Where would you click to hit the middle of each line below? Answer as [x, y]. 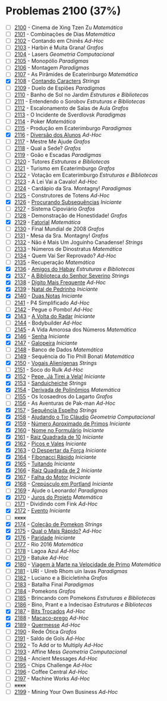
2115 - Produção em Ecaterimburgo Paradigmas [73, 128]
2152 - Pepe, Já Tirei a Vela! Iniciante [60, 376]
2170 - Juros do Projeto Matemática [58, 497]
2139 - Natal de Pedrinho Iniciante [56, 289]
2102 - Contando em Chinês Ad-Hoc [59, 41]
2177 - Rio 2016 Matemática [49, 544]
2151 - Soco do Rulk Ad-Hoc [49, 370]
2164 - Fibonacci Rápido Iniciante [55, 457]
